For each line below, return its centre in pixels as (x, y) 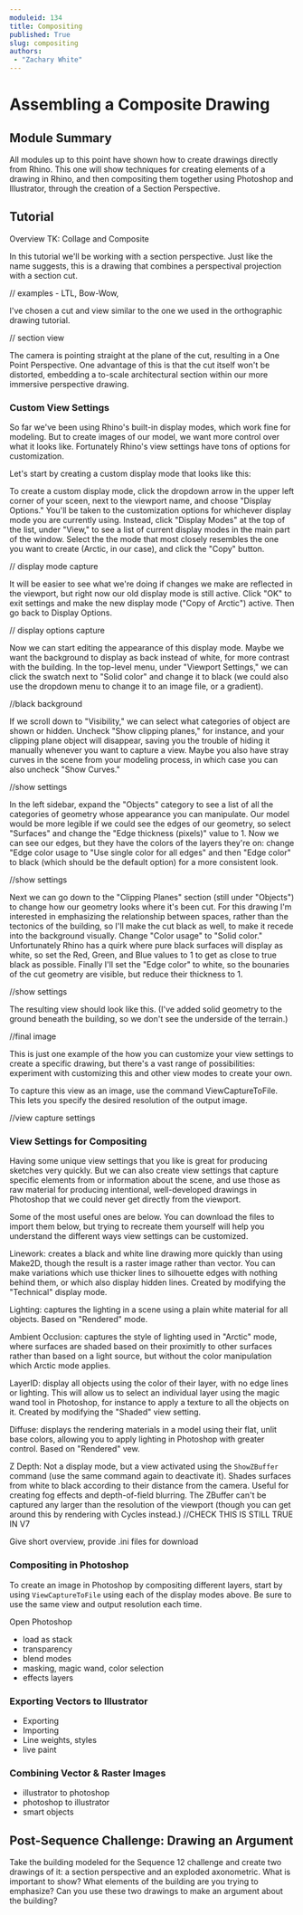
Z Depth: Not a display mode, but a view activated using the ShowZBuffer (144, 1466)
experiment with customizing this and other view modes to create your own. (151, 1073)
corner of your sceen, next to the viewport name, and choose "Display (140, 501)
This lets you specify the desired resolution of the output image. (128, 1100)
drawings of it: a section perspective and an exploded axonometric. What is (150, 1872)
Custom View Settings (60, 407)
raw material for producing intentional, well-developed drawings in (133, 1190)
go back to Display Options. (61, 613)
